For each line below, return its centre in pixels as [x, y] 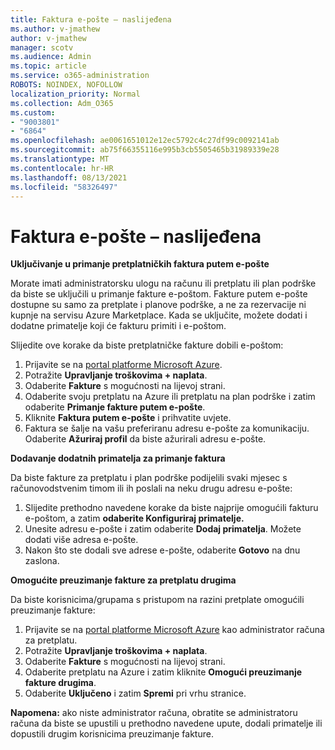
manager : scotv [42, 47]
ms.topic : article [48, 66]
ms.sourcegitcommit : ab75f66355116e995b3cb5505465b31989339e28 [145, 150]
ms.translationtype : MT [60, 159]
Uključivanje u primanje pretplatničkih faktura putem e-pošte [140, 264]
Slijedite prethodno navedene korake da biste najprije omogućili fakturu [171, 508]
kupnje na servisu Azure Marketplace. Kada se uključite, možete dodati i [159, 315]
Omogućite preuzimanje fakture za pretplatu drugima [123, 580]
